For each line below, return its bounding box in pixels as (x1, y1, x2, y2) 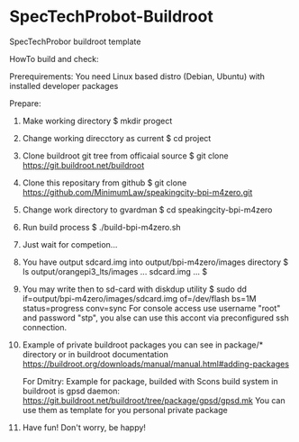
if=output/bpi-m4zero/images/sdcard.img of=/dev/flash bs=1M (22, 293, 257, 303)
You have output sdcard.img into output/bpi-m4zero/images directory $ (22, 257, 289, 267)
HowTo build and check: (9, 53, 99, 64)
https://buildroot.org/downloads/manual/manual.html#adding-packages (22, 358, 290, 369)
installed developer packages (9, 80, 119, 91)
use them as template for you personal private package (22, 404, 228, 415)
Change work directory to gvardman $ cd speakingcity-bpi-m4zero (22, 204, 273, 215)
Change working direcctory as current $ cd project (22, 132, 212, 143)
